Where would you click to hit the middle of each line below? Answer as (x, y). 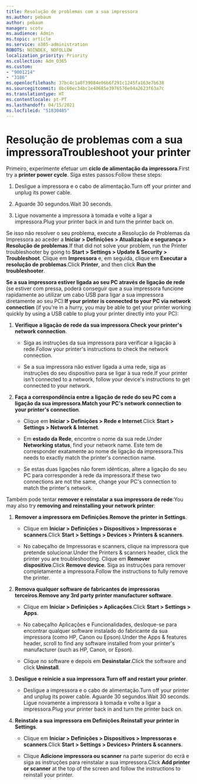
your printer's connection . (47, 410)
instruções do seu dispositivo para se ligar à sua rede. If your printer (105, 373)
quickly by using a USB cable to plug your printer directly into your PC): (93, 314)
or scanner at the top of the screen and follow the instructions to (102, 769)
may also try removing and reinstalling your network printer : (81, 506)
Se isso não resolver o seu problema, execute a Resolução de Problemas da (98, 233)
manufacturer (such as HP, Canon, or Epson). (79, 650)
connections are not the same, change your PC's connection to (100, 482)
